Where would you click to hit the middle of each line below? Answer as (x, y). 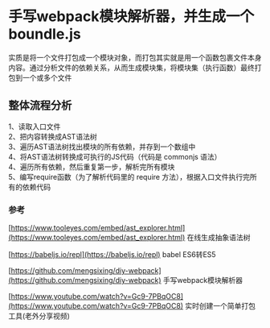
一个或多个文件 (47, 77)
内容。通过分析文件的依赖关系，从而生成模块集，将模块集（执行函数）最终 (131, 67)
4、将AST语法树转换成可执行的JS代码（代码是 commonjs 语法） (115, 156)
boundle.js (45, 34)
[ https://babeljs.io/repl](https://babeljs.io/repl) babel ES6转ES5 (112, 255)
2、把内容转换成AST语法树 (53, 136)
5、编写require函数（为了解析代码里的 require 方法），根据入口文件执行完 (129, 176)
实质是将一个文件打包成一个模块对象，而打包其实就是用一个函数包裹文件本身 (135, 57)
